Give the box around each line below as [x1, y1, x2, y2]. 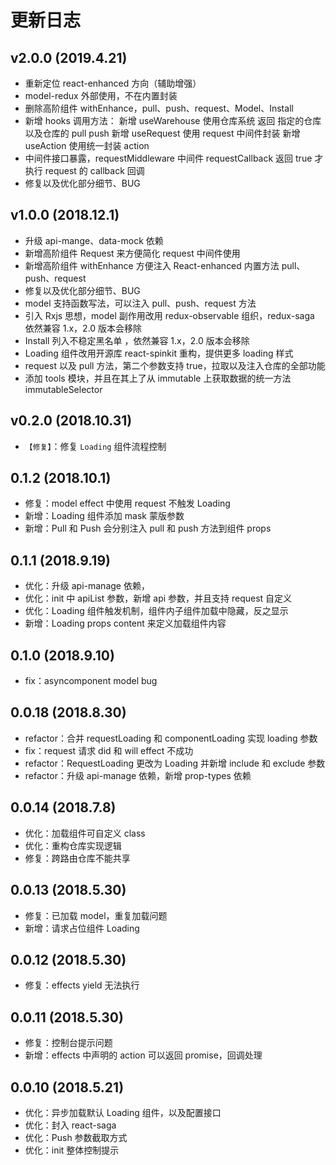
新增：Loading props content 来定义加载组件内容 [24, 617, 227, 630]
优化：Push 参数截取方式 [24, 1131, 128, 1143]
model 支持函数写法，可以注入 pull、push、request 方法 [24, 297, 257, 309]
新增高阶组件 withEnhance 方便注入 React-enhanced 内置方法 [24, 259, 280, 271]
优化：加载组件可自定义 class [24, 827, 146, 839]
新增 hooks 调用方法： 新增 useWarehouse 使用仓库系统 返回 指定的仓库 [24, 115, 322, 126]
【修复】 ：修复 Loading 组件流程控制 [24, 440, 167, 452]
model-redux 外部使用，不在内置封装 [24, 90, 178, 101]
